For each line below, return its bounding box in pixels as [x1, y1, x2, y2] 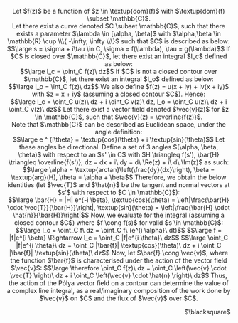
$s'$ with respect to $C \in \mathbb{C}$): [57, 189, 180, 196]
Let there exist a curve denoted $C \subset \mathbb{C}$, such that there [12, 22, 225, 30]
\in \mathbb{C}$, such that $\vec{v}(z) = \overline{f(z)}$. [34, 112, 203, 121]
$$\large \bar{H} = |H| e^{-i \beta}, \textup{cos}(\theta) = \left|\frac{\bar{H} [8, 196, 229, 204]
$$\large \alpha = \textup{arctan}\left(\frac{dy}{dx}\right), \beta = [22, 166, 215, 174]
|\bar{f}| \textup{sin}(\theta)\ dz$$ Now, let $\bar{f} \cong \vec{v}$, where [9, 249, 229, 257]
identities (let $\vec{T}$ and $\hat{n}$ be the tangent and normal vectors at [7, 181, 230, 189]
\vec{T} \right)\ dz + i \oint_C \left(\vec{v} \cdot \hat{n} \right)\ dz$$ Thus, [9, 271, 228, 280]
